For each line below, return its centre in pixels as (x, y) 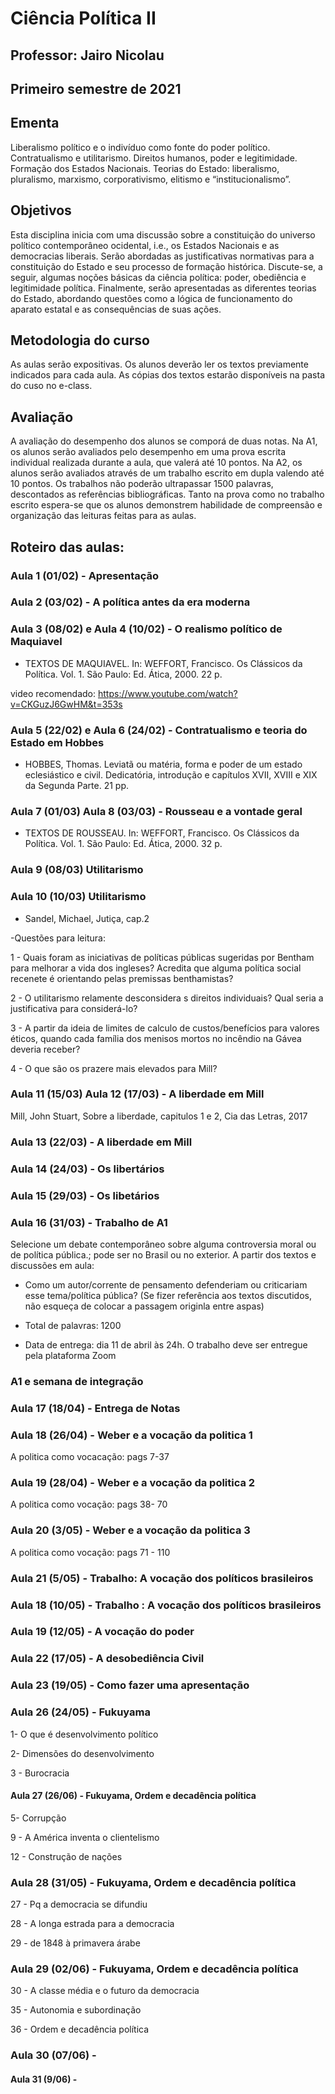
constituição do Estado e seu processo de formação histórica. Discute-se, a (166, 266)
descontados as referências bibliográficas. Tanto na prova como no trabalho (167, 494)
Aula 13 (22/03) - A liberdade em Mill (101, 1142)
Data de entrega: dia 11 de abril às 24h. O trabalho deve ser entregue (166, 1344)
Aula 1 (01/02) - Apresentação (85, 575)
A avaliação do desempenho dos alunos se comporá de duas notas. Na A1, (164, 441)
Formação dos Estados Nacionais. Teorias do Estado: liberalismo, (145, 168)
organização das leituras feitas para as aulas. (103, 516)
